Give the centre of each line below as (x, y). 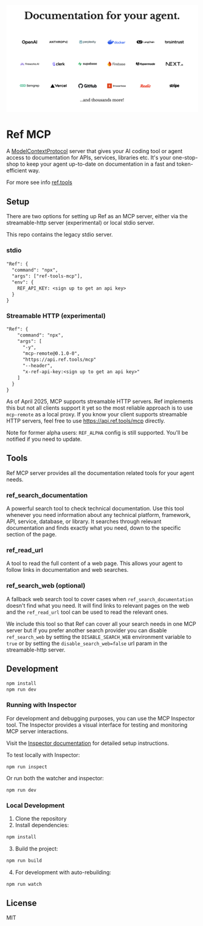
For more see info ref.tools (40, 182)
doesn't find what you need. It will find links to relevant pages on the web (98, 605)
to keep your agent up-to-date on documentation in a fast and (98, 164)
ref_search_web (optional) (46, 586)
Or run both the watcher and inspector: (55, 778)
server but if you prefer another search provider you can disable (87, 630)
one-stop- (185, 158)
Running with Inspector (42, 705)
